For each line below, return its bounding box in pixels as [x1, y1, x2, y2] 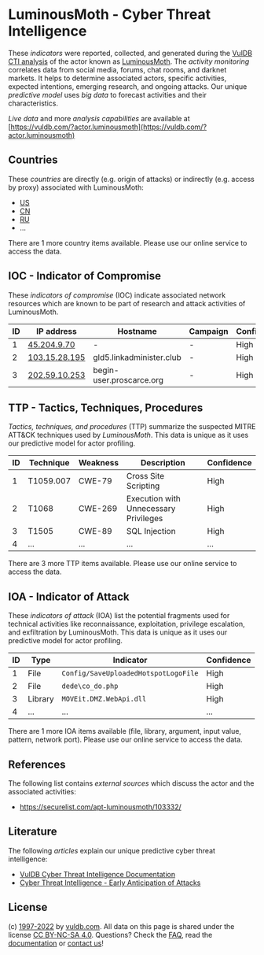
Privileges [126, 513, 163, 524]
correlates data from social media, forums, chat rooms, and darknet [8, 65, 227, 74]
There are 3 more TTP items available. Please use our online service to [8, 559, 237, 568]
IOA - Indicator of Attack [8, 590, 130, 603]
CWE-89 [78, 526, 112, 537]
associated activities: [8, 787, 77, 796]
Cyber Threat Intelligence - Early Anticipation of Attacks [19, 878, 201, 887]
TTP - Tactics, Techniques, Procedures [8, 401, 203, 414]
